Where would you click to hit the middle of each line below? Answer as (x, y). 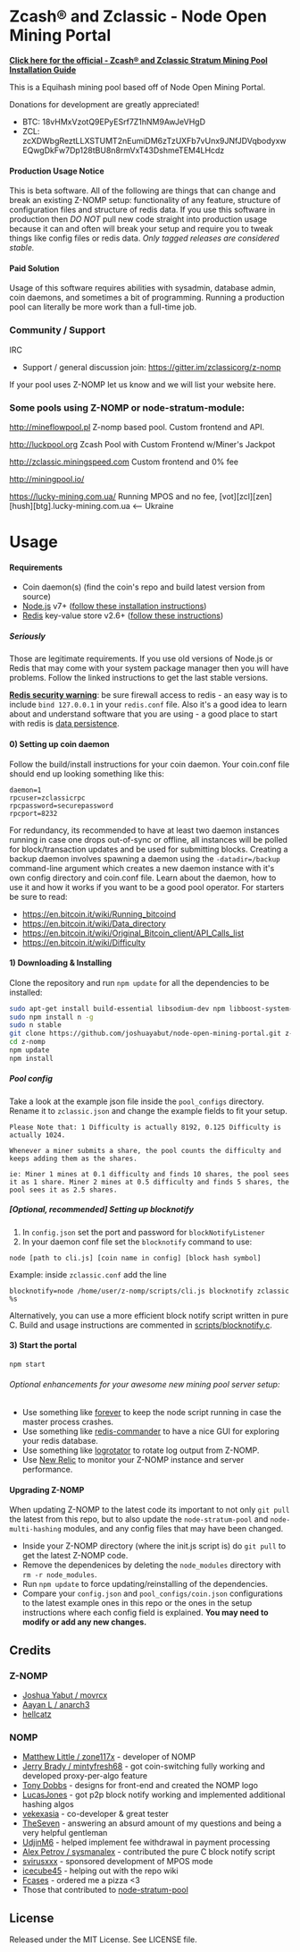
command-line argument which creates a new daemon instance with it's (142, 868)
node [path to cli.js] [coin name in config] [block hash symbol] (135, 1258)
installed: (26, 992)
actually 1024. (37, 1135)
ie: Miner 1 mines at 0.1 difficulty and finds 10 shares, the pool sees (150, 1174)
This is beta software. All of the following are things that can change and (142, 191)
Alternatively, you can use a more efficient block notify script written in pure (149, 1315)
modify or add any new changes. (84, 1622)
